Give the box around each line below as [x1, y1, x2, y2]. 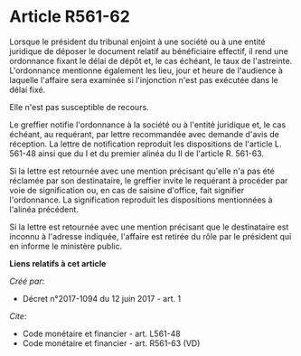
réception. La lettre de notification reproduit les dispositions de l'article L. [9, 138, 282, 149]
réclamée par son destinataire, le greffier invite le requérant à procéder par [9, 174, 288, 186]
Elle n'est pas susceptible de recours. [9, 101, 149, 112]
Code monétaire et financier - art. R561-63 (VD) [22, 337, 201, 349]
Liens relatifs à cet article [9, 258, 107, 268]
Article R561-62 [9, 6, 131, 27]
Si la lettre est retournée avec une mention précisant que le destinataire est [9, 221, 289, 232]
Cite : [9, 310, 27, 322]
